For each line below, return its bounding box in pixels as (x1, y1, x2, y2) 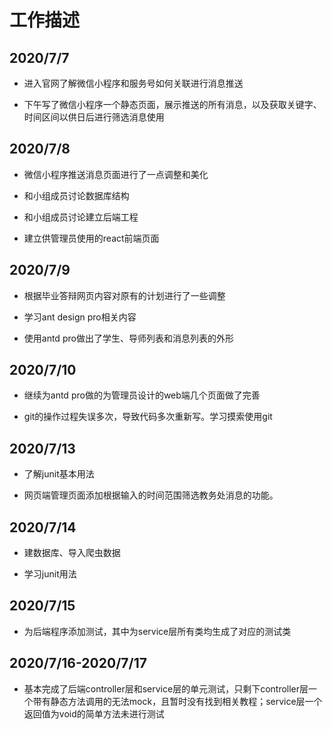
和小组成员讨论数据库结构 (23, 189, 130, 201)
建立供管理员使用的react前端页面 (23, 232, 160, 244)
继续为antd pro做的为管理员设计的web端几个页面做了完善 (23, 389, 261, 401)
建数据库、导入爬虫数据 (23, 547, 121, 559)
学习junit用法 (23, 568, 77, 580)
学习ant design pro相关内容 (23, 311, 137, 323)
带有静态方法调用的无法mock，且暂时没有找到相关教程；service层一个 (32, 695, 323, 707)
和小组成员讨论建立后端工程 (23, 211, 139, 223)
